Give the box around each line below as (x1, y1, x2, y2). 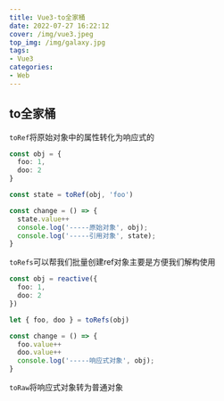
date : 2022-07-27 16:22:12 (9, 21, 110, 30)
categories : (9, 63, 54, 72)
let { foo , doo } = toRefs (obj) (9, 315, 129, 324)
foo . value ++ (17, 340, 62, 348)
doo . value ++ (17, 348, 62, 357)
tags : (9, 46, 29, 55)
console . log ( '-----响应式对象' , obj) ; (17, 356, 154, 365)
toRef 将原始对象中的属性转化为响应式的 (9, 131, 154, 143)
